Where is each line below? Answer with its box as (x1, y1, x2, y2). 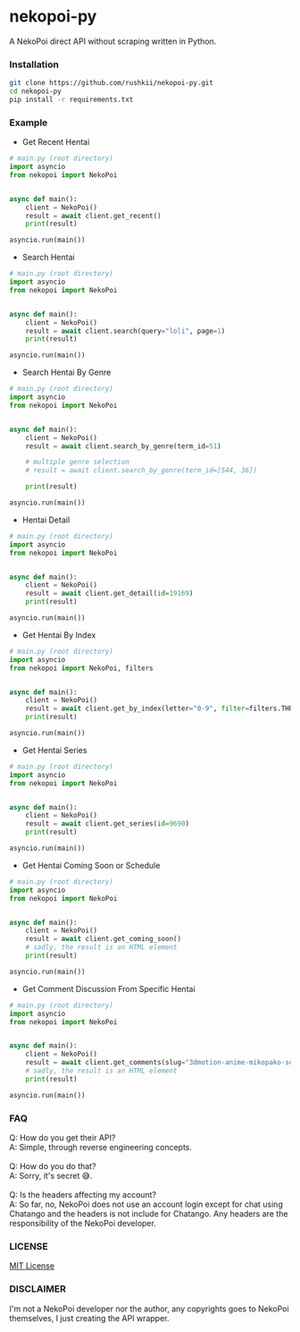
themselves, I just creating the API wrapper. (9, 1312, 170, 1323)
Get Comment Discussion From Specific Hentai (21, 983, 196, 994)
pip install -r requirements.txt (9, 95, 134, 104)
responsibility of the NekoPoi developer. (9, 1217, 156, 1228)
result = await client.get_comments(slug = (25, 1058, 186, 1067)
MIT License (9, 1260, 55, 1271)
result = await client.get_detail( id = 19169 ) (25, 589, 194, 598)
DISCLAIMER (9, 1283, 67, 1295)
